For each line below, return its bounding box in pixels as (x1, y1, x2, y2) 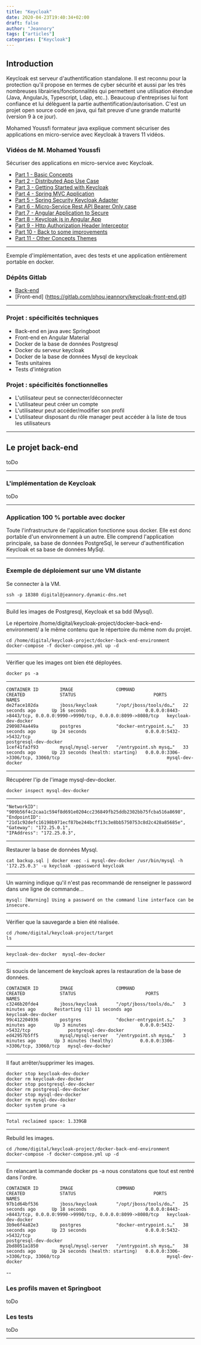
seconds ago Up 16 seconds (6, 708, 87, 714)
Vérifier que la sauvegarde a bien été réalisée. (6, 918, 120, 926)
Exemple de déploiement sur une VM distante (6, 567, 142, 575)
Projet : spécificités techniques (6, 314, 99, 322)
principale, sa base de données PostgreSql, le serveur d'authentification (6, 540, 184, 547)
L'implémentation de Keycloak (6, 479, 96, 487)
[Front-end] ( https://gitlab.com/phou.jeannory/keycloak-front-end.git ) (14, 293, 187, 300)
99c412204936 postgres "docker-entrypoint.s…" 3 (6, 1017, 186, 1023)
